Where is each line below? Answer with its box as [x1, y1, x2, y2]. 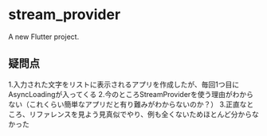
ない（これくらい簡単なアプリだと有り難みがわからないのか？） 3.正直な [8, 99, 247, 109]
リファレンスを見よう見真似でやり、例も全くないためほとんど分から [29, 109, 253, 119]
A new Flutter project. [8, 32, 80, 41]
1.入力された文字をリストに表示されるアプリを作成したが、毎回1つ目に [8, 80, 240, 89]
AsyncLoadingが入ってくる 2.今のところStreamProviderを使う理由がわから [8, 89, 253, 99]
